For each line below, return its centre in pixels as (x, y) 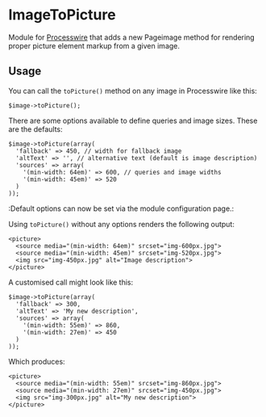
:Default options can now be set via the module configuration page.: (121, 208)
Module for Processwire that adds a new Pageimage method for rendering (132, 37)
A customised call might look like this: (71, 282)
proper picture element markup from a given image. (94, 45)
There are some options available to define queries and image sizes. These (133, 120)
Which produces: (37, 361)
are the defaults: (35, 129)
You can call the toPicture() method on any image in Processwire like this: (133, 91)
